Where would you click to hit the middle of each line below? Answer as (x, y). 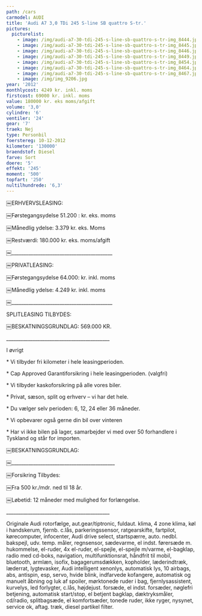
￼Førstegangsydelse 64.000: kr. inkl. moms (61, 277)
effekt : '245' (24, 169)
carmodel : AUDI (25, 17)
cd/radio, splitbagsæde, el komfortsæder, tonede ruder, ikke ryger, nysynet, (100, 600)
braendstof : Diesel (31, 152)
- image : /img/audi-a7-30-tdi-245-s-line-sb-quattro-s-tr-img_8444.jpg (109, 40)
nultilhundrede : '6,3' (35, 185)
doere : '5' (20, 163)
